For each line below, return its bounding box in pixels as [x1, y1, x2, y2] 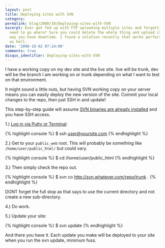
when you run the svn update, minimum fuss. [5, 237, 97, 244]
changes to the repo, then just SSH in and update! [5, 97, 106, 103]
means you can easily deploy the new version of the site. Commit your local [5, 92, 158, 97]
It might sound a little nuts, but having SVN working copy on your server [5, 87, 151, 93]
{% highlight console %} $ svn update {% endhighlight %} [5, 222, 123, 229]
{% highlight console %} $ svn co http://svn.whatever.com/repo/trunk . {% [5, 174, 156, 180]
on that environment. [5, 77, 48, 83]
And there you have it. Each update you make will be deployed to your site [5, 232, 155, 238]
